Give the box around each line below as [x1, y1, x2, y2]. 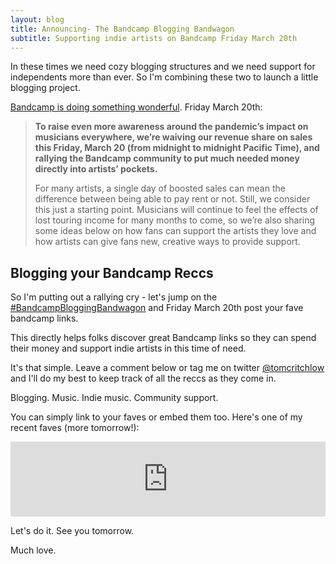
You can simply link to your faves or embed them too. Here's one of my [10, 411, 303, 423]
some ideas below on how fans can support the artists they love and [34, 225, 317, 237]
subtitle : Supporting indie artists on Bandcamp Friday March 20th [10, 33, 298, 43]
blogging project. [10, 82, 81, 94]
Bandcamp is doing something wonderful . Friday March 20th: [10, 101, 263, 113]
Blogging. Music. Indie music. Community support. [10, 392, 219, 404]
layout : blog [10, 14, 65, 25]
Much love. [10, 544, 57, 556]
